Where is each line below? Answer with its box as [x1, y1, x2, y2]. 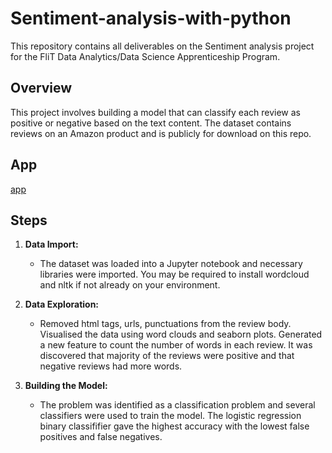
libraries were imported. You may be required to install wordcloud [39, 268, 310, 281]
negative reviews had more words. [39, 360, 183, 372]
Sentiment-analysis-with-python [10, 7, 292, 30]
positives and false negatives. [39, 431, 163, 443]
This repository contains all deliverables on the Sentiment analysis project [10, 40, 315, 52]
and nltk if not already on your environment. [39, 279, 221, 291]
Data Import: [24, 238, 79, 251]
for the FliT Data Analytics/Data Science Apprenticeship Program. [10, 50, 281, 62]
